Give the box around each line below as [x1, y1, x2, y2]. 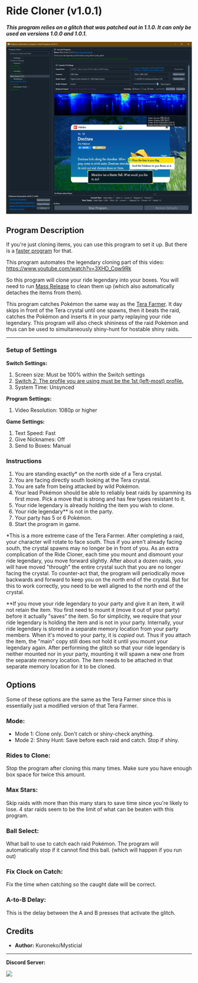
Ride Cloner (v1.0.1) [6, 4, 103, 18]
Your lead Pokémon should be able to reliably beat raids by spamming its [14, 489, 192, 496]
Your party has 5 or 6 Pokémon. [14, 514, 93, 521]
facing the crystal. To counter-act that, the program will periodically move [6, 569, 185, 576]
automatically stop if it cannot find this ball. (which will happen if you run [6, 846, 182, 853]
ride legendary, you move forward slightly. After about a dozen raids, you [6, 557, 184, 564]
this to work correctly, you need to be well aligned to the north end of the [6, 582, 184, 589]
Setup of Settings [6, 346, 57, 354]
